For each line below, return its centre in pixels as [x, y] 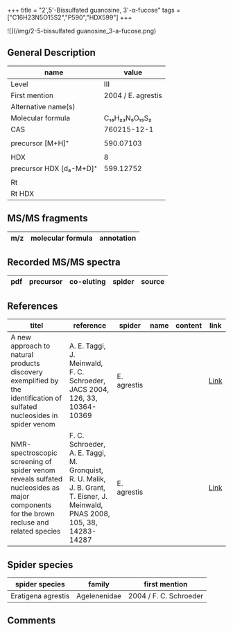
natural [22, 355]
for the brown [33, 514]
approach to [31, 346]
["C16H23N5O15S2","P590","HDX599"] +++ [70, 17]
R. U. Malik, [87, 479]
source [153, 282]
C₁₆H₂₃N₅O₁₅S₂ [128, 118]
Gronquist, [86, 470]
